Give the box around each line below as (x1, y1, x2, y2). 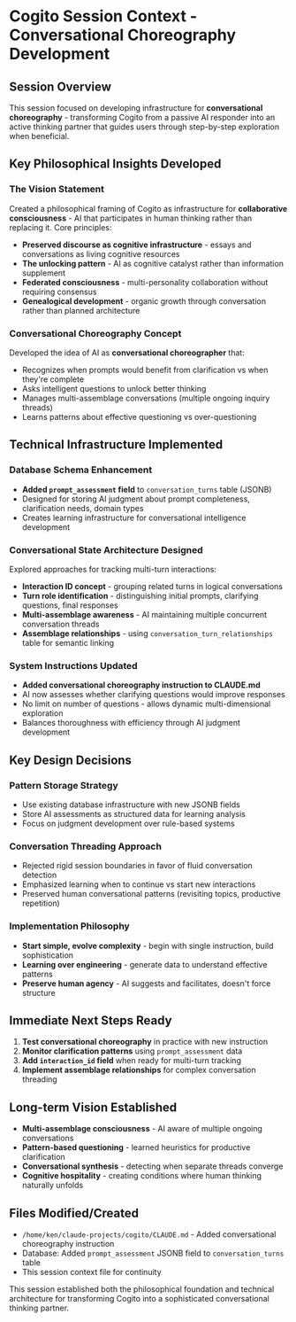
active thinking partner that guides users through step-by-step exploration (9, 121, 280, 132)
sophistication (21, 950, 73, 960)
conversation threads (21, 618, 100, 629)
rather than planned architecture (21, 305, 140, 315)
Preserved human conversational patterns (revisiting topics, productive (21, 889, 281, 899)
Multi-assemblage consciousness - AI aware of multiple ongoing (21, 1124, 263, 1134)
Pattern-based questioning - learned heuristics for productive (21, 1142, 251, 1153)
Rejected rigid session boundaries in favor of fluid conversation (21, 860, 254, 871)
